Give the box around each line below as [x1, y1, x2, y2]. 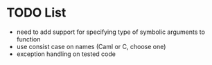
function [16, 35, 41, 43]
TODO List [6, 5, 67, 21]
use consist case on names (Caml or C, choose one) [16, 42, 166, 50]
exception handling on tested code [16, 50, 116, 58]
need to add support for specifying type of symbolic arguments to [16, 28, 206, 36]
